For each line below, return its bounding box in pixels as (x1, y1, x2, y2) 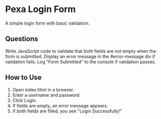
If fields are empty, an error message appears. (12, 102, 108, 108)
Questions (5, 35, 38, 43)
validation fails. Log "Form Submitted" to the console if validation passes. (5, 59, 156, 65)
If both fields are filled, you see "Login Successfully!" (12, 108, 122, 114)
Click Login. (12, 97, 37, 103)
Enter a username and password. (12, 92, 81, 98)
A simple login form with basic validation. (5, 20, 90, 26)
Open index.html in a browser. (12, 86, 74, 92)
